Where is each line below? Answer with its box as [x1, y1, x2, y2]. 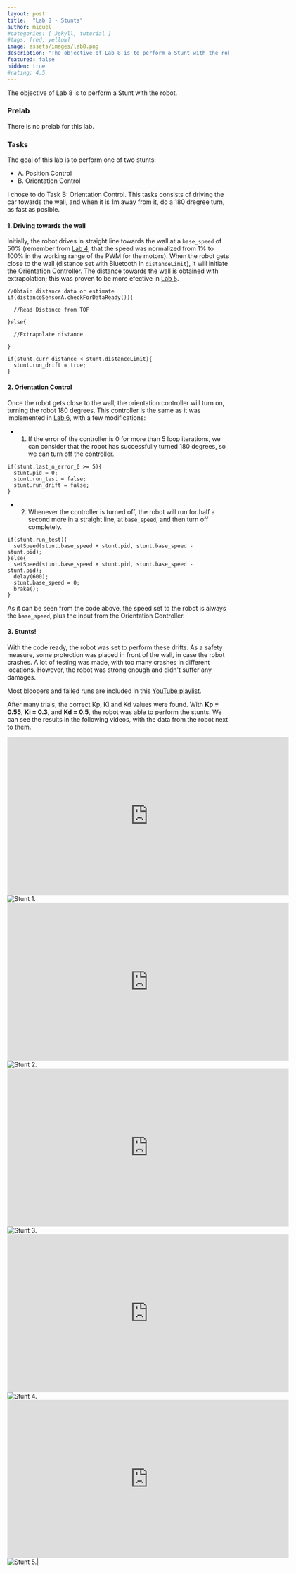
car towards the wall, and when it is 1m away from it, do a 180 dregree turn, [7, 198, 225, 206]
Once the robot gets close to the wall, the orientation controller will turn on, [7, 398, 225, 407]
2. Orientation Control [7, 383, 72, 391]
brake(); [13, 585, 39, 592]
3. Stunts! [7, 628, 37, 636]
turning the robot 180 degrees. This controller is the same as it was [7, 406, 201, 414]
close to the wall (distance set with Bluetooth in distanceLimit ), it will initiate [7, 260, 229, 268]
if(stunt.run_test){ [7, 536, 68, 543]
